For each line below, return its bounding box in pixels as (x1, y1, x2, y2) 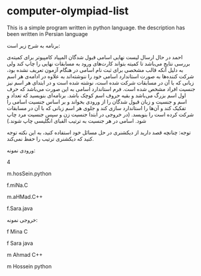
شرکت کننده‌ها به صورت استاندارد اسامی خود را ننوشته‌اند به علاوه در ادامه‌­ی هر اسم (7, 72, 194, 80)
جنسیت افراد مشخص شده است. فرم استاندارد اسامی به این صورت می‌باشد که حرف (7, 85, 196, 92)
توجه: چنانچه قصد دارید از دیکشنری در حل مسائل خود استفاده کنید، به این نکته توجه (7, 129, 191, 136)
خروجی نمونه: (7, 216, 38, 223)
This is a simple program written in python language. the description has (7, 24, 185, 31)
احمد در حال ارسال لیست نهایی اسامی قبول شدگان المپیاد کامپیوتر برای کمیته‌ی (7, 53, 183, 60)
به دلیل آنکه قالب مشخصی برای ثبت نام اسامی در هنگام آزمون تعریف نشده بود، (7, 66, 184, 73)
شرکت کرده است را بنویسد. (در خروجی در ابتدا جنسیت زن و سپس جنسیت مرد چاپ (7, 111, 194, 118)
